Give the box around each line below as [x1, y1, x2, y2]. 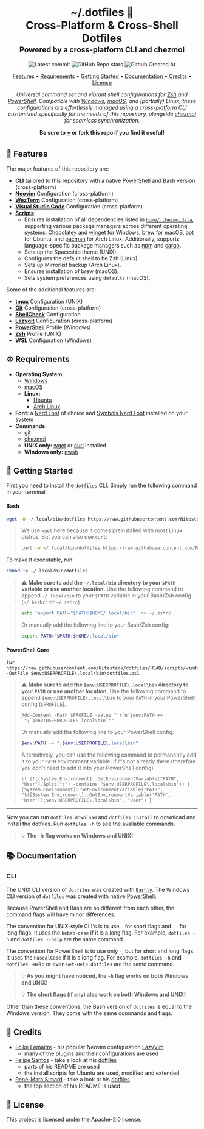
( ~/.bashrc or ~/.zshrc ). [21, 599, 82, 606]
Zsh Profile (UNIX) [15, 330, 62, 337]
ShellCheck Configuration [15, 310, 81, 318]
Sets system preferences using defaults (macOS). [24, 274, 151, 281]
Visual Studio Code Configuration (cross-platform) [15, 202, 143, 210]
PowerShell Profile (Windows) [15, 323, 91, 331]
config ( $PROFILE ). [21, 700, 67, 708]
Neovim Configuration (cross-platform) [15, 190, 114, 197]
